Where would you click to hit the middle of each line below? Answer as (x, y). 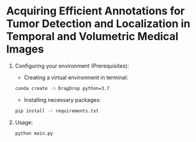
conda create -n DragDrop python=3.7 (62, 88)
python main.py (34, 133)
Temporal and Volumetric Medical (92, 37)
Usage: (24, 122)
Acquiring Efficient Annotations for (96, 11)
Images (25, 49)
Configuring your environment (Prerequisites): (72, 66)
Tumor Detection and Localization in (98, 24)
